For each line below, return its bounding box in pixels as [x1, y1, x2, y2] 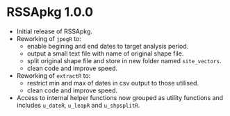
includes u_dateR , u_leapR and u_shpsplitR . [16, 101, 140, 109]
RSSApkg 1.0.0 [6, 4, 94, 20]
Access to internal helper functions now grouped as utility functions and [16, 93, 224, 101]
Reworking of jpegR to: [16, 34, 81, 42]
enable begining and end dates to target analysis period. [26, 42, 189, 50]
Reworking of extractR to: [16, 71, 91, 80]
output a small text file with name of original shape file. [26, 49, 184, 58]
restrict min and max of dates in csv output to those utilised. [26, 78, 199, 87]
